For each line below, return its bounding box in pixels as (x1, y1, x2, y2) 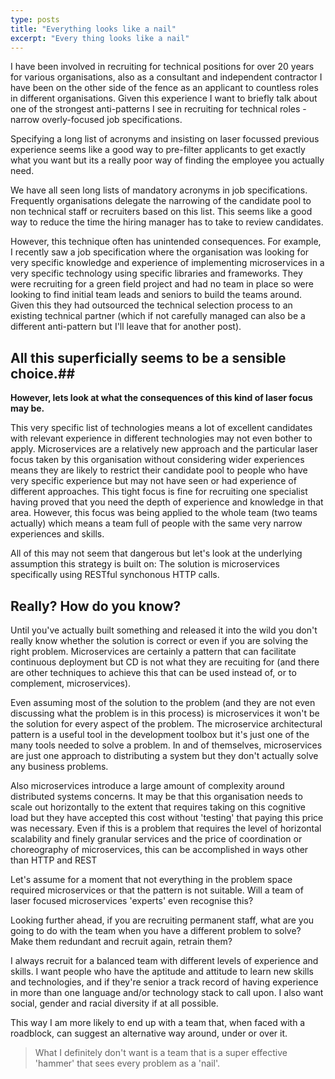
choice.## (10, 365, 76, 382)
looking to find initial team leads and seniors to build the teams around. (10, 289, 303, 301)
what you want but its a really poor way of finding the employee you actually (10, 154, 325, 166)
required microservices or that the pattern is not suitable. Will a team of (10, 884, 304, 896)
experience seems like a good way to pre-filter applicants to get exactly (10, 144, 306, 156)
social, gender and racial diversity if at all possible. (10, 997, 219, 1009)
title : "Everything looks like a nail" (10, 24, 177, 34)
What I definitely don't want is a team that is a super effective (34, 1047, 288, 1058)
